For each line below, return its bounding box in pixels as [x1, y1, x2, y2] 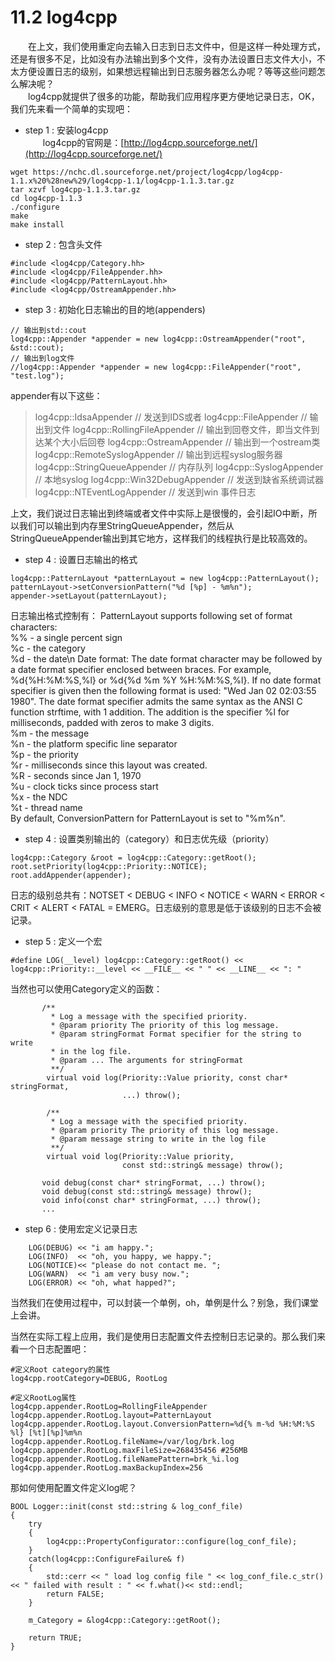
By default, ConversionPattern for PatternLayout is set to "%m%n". [10, 812, 286, 824]
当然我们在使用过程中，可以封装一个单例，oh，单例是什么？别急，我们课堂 [10, 1296, 319, 1308]
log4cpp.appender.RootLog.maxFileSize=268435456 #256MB [10, 1445, 248, 1455]
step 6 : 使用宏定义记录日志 [24, 1222, 138, 1235]
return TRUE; [28, 1632, 83, 1643]
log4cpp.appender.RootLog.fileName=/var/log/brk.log [10, 1436, 235, 1446]
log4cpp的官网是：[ [42, 136, 125, 148]
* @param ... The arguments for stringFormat [50, 1055, 244, 1065]
